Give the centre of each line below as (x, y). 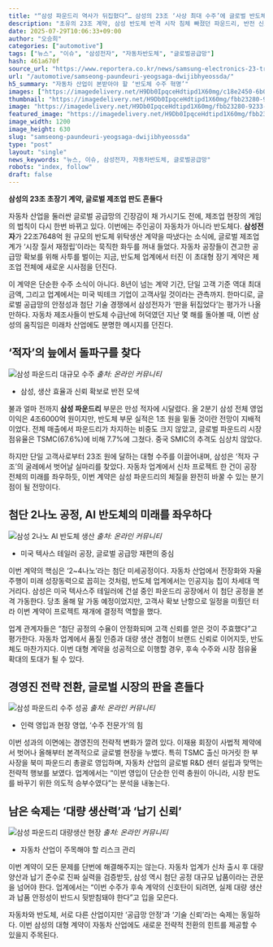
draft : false (30, 175)
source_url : (28, 69)
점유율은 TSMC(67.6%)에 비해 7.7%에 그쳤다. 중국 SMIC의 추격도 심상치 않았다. (135, 439)
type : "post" (30, 144)
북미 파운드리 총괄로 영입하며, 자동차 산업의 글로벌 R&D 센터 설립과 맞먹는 (146, 763)
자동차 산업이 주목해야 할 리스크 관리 (78, 849)
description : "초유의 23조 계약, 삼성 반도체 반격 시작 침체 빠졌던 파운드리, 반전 (132, 24)
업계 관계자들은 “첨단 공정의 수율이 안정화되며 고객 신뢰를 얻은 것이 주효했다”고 (133, 628)
